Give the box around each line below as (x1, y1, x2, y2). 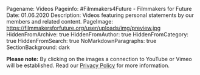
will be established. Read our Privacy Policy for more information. (6, 62, 170, 69)
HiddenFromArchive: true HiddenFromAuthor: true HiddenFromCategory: (6, 31, 188, 38)
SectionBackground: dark (6, 44, 70, 51)
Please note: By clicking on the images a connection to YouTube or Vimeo (6, 56, 193, 62)
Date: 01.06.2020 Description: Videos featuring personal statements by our (6, 11, 195, 19)
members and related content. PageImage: (6, 18, 114, 25)
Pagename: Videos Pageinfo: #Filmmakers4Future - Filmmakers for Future (6, 5, 192, 12)
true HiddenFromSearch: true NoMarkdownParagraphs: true (6, 37, 157, 44)
